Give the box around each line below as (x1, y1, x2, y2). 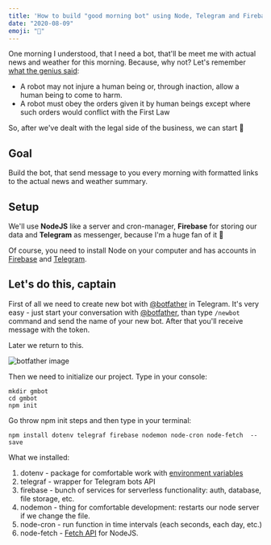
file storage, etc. (19, 493, 75, 503)
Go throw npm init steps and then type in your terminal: (8, 415, 192, 425)
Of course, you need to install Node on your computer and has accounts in (8, 245, 256, 255)
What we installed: (8, 452, 70, 462)
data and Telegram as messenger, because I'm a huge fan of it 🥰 (8, 230, 224, 239)
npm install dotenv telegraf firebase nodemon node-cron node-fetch (8, 431, 244, 439)
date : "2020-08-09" (8, 19, 74, 27)
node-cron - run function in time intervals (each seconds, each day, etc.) (19, 519, 262, 529)
